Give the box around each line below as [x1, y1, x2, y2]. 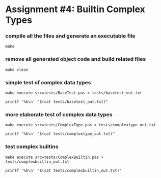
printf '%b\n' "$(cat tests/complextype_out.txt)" [5, 131, 115, 136]
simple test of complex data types [5, 79, 91, 86]
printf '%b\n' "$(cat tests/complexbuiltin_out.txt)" [5, 168, 122, 173]
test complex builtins [5, 143, 59, 150]
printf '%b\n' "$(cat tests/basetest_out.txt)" [5, 99, 109, 104]
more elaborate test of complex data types [5, 111, 113, 118]
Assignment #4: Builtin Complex [5, 4, 145, 15]
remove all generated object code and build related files [5, 56, 146, 63]
